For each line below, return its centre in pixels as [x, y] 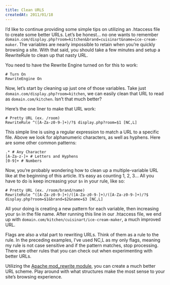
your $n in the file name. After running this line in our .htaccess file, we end [83, 214]
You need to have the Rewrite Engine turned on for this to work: [72, 65]
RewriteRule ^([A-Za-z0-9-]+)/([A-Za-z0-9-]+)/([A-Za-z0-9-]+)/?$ [77, 195]
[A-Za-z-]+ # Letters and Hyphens [42, 156]
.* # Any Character [26, 152]
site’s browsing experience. [34, 276]
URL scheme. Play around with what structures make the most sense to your [85, 271]
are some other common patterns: [41, 142]
